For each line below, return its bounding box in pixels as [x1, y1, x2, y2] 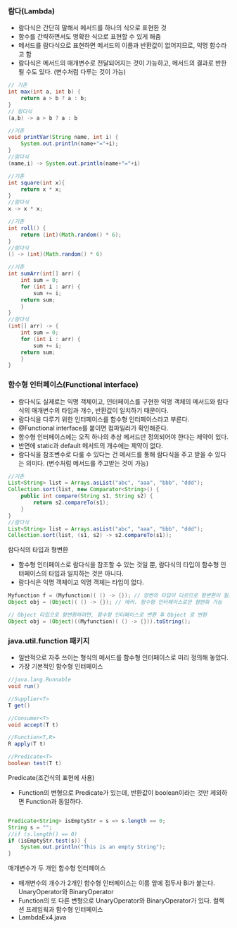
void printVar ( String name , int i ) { [8, 134, 119, 141]
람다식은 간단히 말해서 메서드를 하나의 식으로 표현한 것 [18, 23, 167, 32]
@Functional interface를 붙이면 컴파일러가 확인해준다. [18, 423, 169, 432]
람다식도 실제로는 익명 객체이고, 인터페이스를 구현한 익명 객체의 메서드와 [18, 397, 216, 406]
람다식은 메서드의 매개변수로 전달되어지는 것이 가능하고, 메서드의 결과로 [18, 58, 214, 68]
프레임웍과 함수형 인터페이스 [25, 905, 103, 914]
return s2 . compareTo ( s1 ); [33, 499, 110, 507]
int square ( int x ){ [8, 179, 65, 186]
